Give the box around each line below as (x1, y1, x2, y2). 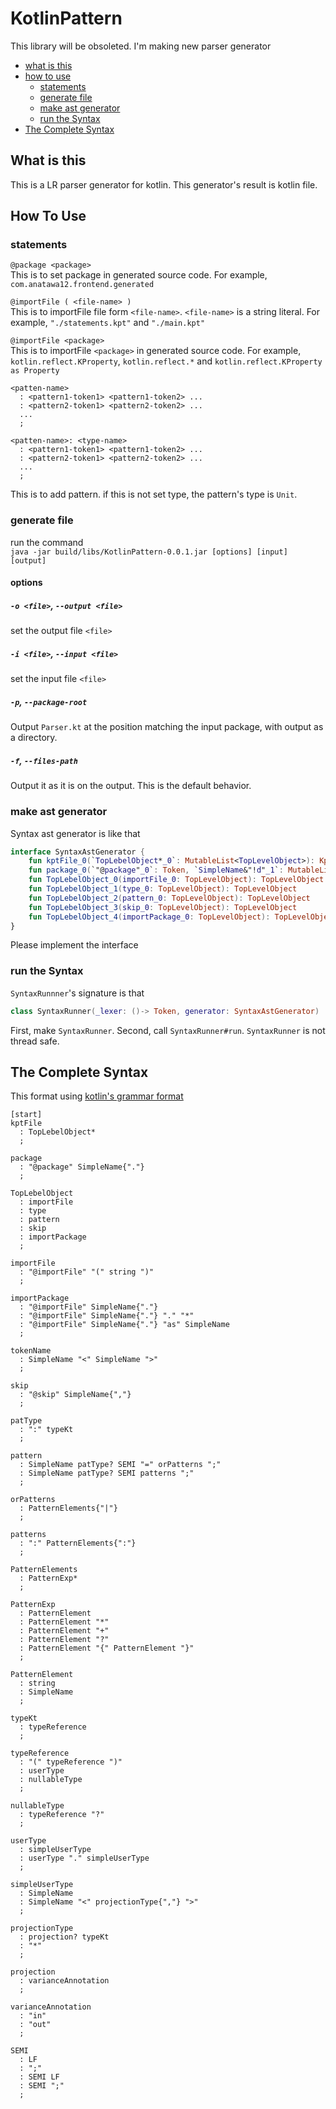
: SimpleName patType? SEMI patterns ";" (19, 1468, 195, 1479)
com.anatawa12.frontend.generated (10, 280, 155, 290)
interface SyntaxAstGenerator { (10, 847, 145, 857)
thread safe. (10, 1035, 60, 1047)
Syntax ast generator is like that (10, 827, 141, 839)
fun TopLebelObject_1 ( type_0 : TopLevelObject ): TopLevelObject (28, 884, 298, 894)
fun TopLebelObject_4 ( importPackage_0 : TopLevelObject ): (28, 912, 271, 922)
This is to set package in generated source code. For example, (10, 269, 268, 281)
